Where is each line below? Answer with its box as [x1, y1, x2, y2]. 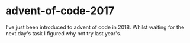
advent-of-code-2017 [5, 4, 115, 18]
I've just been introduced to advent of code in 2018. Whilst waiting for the [5, 24, 185, 31]
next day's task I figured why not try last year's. [5, 29, 122, 37]
